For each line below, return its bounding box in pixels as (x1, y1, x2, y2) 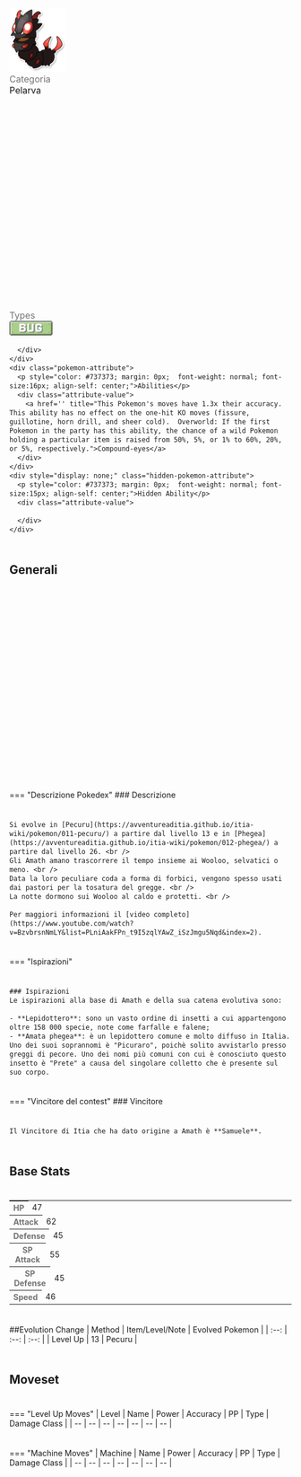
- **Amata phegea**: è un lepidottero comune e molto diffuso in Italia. (9, 1032, 291, 1042)
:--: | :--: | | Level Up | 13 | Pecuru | (9, 1333, 138, 1344)
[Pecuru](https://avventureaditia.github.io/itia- (61, 821, 254, 830)
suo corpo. (9, 1068, 50, 1077)
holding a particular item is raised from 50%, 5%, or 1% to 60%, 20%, (9, 435, 282, 444)
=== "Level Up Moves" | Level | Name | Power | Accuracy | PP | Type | (9, 1408, 270, 1419)
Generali (9, 562, 58, 577)
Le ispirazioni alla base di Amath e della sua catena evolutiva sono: (9, 996, 282, 1006)
